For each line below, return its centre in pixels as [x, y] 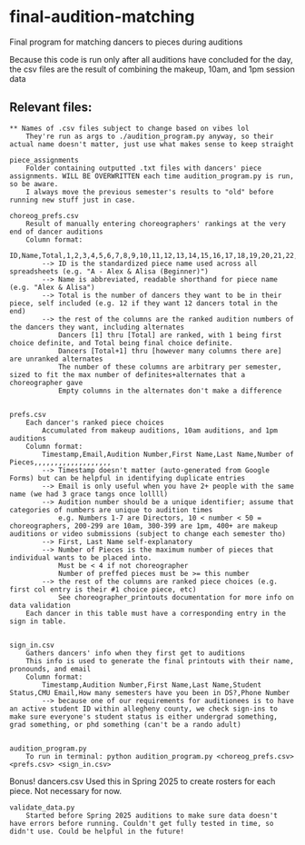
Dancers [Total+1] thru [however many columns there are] [170, 351]
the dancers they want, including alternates [97, 327]
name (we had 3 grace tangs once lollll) [89, 494]
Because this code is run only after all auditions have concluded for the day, [151, 59]
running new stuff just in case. [73, 200]
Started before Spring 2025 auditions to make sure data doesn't [152, 815]
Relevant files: [51, 108]
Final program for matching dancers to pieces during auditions [126, 42]
